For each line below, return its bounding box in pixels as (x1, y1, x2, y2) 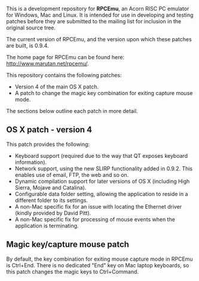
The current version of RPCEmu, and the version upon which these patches (6, 36, 192, 42)
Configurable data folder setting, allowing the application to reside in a (14, 190, 188, 197)
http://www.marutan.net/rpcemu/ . (6, 60, 89, 67)
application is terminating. (14, 222, 79, 229)
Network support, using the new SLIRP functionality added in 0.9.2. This (14, 164, 193, 172)
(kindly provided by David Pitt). (14, 209, 91, 216)
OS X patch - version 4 (6, 125, 93, 135)
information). (14, 158, 47, 166)
